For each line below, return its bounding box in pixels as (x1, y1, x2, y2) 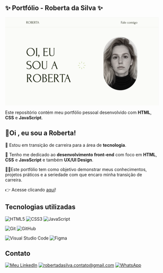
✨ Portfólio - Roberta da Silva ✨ (5, 4, 103, 12)
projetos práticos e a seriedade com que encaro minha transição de (5, 171, 142, 177)
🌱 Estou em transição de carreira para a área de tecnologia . (5, 142, 127, 148)
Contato (5, 249, 30, 258)
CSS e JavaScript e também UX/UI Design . (5, 157, 94, 163)
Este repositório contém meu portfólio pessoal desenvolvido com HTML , (5, 109, 152, 115)
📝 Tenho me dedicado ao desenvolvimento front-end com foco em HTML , (5, 151, 157, 157)
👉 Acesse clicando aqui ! (5, 187, 56, 193)
